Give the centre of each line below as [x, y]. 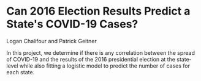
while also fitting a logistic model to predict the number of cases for [105, 66]
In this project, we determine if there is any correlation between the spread [100, 52]
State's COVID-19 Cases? [72, 24]
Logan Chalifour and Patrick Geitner [51, 41]
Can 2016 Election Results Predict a [98, 11]
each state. [21, 72]
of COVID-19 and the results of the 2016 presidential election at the [91, 59]
